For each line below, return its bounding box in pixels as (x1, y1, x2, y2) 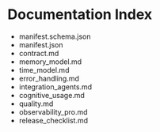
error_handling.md (18, 74, 80, 83)
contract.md (18, 48, 59, 58)
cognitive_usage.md (18, 90, 85, 100)
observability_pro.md (18, 107, 88, 116)
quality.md (18, 99, 54, 108)
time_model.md (18, 65, 70, 74)
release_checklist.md (18, 115, 89, 125)
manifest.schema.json (18, 32, 91, 41)
